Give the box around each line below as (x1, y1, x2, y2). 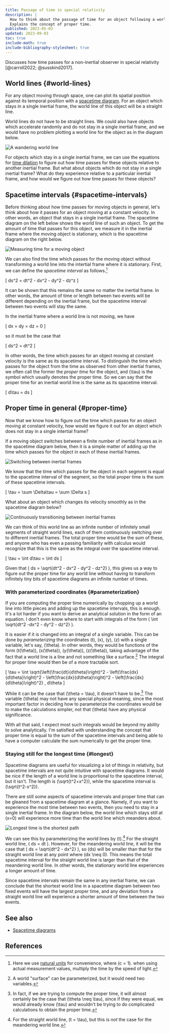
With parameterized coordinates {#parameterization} (5, 588, 140, 596)
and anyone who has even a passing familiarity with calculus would (5, 540, 146, 546)
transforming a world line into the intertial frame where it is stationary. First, (5, 262, 162, 268)
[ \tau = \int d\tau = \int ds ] (5, 555, 62, 561)
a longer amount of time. (5, 868, 57, 874)
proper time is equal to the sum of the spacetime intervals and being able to (5, 732, 163, 739)
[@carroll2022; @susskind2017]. (5, 64, 73, 70)
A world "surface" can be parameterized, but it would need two (12, 975, 145, 981)
